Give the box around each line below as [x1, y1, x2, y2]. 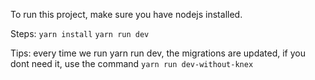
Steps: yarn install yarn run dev [10, 28, 150, 39]
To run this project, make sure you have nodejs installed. [10, 9, 243, 20]
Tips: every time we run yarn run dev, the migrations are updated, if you [10, 47, 307, 59]
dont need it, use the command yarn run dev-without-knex [10, 58, 254, 69]
